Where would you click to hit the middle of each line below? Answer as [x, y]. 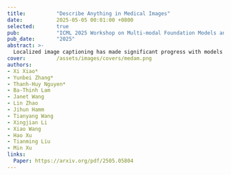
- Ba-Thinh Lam [29, 90]
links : [16, 155]
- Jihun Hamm [26, 110]
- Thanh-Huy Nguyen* [37, 84]
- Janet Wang [26, 97]
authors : [20, 65]
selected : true [38, 26]
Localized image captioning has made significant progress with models [118, 52]
